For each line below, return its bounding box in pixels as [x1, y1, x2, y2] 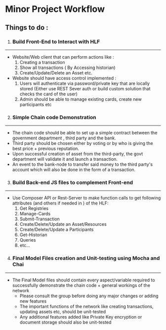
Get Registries [19, 205, 48, 211]
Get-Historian [19, 232, 47, 238]
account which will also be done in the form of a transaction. [12, 167, 136, 173]
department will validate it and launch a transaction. [12, 156, 118, 162]
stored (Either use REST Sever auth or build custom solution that [19, 85, 151, 91]
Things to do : [5, 23, 48, 32]
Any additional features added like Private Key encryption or [19, 314, 142, 320]
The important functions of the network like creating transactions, [19, 303, 154, 309]
